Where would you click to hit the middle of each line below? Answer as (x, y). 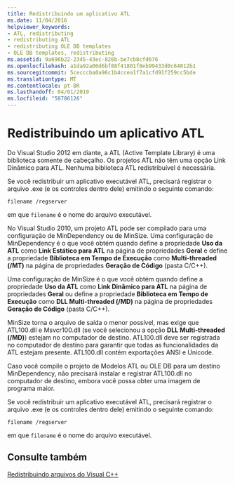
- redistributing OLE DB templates (59, 46)
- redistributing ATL (39, 40)
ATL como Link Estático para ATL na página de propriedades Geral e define (117, 251)
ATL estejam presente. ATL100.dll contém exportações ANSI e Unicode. (110, 352)
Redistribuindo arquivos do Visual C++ (63, 474)
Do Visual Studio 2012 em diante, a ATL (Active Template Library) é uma (111, 152)
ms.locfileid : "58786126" (45, 99)
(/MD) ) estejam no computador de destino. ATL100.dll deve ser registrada (114, 337)
